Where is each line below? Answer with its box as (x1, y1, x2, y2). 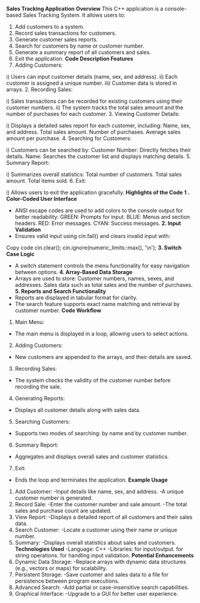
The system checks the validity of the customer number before (14, 377, 171, 384)
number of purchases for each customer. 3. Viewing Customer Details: (6, 111, 180, 117)
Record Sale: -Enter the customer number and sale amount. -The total (14, 501, 187, 507)
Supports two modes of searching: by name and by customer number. (14, 430, 188, 436)
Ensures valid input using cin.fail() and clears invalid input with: (14, 233, 171, 239)
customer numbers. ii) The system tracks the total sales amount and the (6, 104, 184, 111)
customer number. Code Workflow (14, 307, 102, 314)
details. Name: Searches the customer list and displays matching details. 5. (6, 153, 192, 160)
